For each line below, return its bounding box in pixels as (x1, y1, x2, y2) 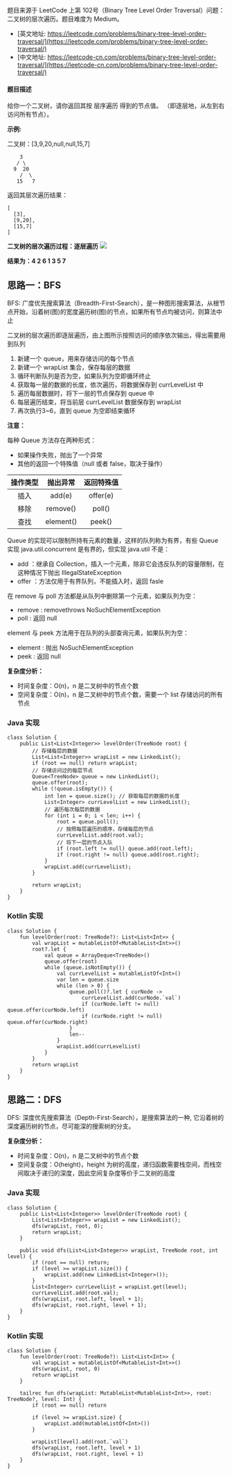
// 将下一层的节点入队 (56, 839, 113, 846)
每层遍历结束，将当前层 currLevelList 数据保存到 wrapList (17, 398, 181, 406)
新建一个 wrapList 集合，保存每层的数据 (17, 363, 131, 371)
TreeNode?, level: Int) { (7, 1396, 82, 1403)
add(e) (50, 491, 73, 501)
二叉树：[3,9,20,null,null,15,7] (7, 140, 90, 148)
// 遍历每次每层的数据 (44, 806, 100, 814)
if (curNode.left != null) (81, 1000, 159, 1007)
